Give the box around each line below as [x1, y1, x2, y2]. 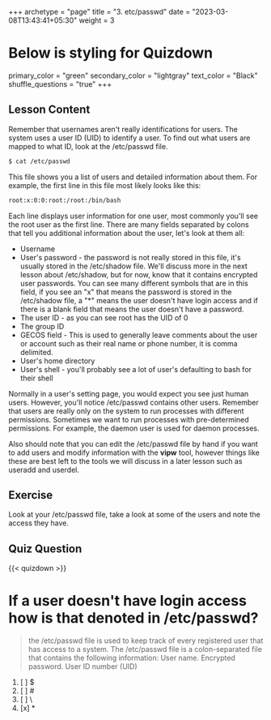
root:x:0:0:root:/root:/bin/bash [8, 196, 121, 204]
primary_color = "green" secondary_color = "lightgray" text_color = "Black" [8, 71, 258, 80]
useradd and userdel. [8, 465, 79, 474]
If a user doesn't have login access [8, 592, 247, 611]
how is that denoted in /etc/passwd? [8, 609, 259, 628]
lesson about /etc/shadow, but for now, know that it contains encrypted [19, 269, 258, 279]
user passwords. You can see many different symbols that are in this [19, 278, 248, 288]
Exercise [8, 488, 53, 502]
